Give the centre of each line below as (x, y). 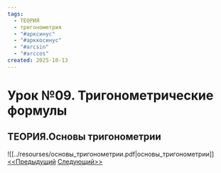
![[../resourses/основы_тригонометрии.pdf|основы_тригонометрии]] (111, 154)
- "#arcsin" (32, 47)
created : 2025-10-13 (38, 61)
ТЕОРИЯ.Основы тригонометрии (84, 137)
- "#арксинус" (34, 34)
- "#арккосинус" (38, 41)
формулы (37, 110)
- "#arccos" (32, 54)
